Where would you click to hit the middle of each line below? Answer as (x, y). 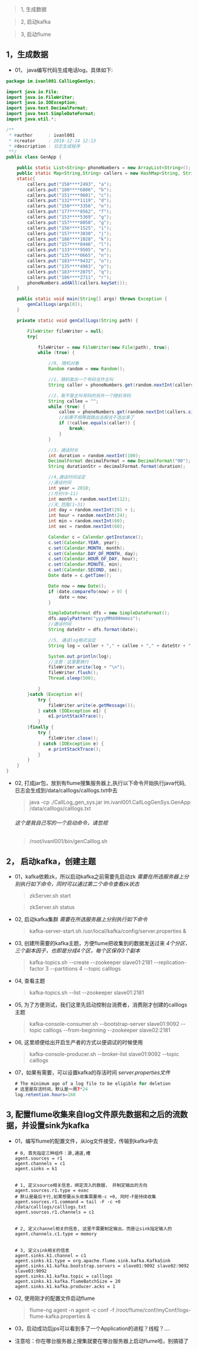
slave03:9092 (31, 1271)
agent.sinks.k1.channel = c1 (50, 1255)
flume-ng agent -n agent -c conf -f (72, 1310)
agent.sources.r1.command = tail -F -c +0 (67, 1202)
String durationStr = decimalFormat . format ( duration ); (117, 467)
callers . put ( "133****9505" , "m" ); (70, 250)
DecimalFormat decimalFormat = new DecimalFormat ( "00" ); (120, 461)
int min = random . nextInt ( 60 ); (87, 521)
